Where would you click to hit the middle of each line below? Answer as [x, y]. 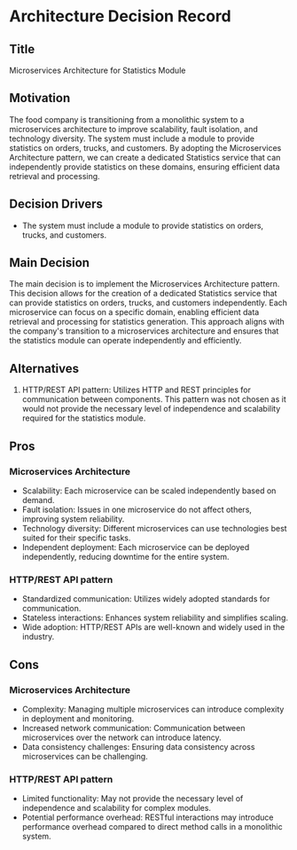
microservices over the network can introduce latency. [121, 737]
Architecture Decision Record [121, 16]
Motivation [40, 98]
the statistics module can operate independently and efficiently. [125, 341]
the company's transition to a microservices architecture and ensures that [144, 331]
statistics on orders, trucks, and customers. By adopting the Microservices [145, 147]
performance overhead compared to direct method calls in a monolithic [152, 827]
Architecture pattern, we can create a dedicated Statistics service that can [145, 157]
